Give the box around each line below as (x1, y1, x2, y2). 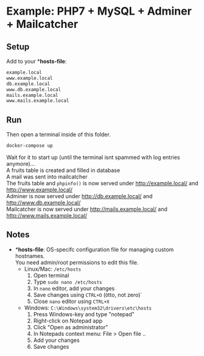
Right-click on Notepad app (33, 317, 103, 324)
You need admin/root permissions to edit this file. (15, 258, 139, 266)
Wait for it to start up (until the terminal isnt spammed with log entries (6, 154, 180, 161)
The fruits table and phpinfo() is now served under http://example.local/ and (6, 179, 199, 187)
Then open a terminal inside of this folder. (6, 131, 111, 138)
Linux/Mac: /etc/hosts (24, 265, 82, 272)
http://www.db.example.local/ (6, 199, 81, 206)
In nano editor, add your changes (33, 285, 115, 292)
